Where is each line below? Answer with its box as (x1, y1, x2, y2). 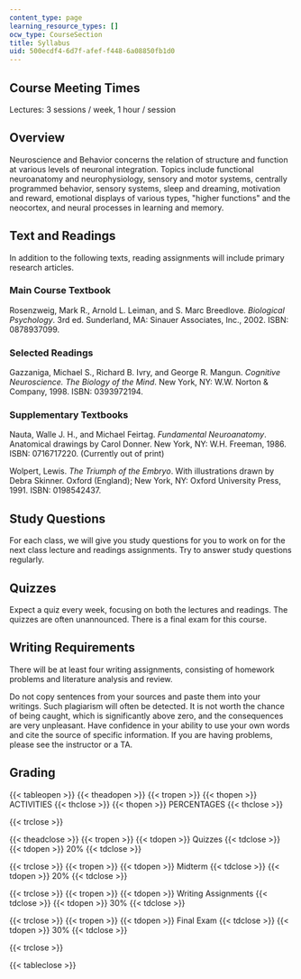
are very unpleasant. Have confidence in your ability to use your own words (9, 719, 290, 731)
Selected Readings (9, 346, 94, 359)
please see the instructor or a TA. (9, 739, 133, 750)
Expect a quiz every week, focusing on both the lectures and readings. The (9, 605, 288, 615)
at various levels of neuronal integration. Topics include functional (9, 163, 254, 174)
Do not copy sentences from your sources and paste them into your (9, 691, 261, 702)
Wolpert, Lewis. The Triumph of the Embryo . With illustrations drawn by (9, 466, 275, 476)
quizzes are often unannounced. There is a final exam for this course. (9, 614, 268, 625)
